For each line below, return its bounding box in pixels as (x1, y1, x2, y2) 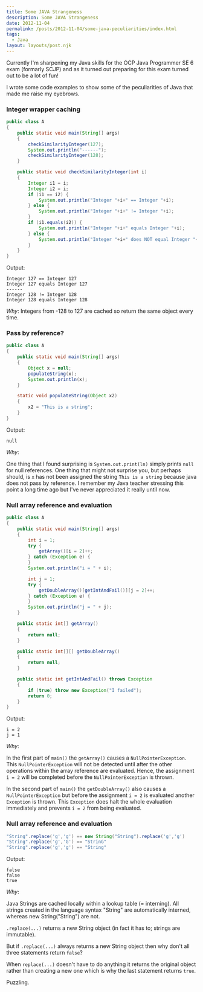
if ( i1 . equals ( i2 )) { (28, 220, 83, 226)
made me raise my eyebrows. (6, 90, 80, 97)
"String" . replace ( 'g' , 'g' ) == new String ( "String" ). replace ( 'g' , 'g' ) (6, 833, 185, 839)
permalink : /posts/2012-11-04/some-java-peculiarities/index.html (6, 25, 177, 32)
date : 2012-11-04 (6, 20, 50, 26)
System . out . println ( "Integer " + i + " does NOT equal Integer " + (38, 236, 199, 242)
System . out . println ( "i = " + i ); (28, 565, 112, 571)
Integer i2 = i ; (28, 185, 69, 192)
